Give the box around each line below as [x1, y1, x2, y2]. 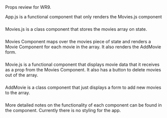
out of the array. [5, 72, 38, 78]
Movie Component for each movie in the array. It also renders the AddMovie [5, 44, 161, 50]
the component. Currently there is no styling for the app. [5, 107, 121, 113]
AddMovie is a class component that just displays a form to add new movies [5, 84, 162, 90]
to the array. [5, 89, 30, 96]
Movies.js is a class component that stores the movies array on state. [5, 26, 147, 32]
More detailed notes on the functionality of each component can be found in [5, 102, 162, 108]
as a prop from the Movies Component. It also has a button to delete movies [5, 66, 161, 72]
